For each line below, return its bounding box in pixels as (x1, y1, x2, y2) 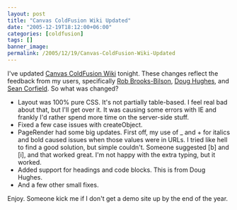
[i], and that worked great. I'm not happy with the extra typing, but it (17, 150, 216, 159)
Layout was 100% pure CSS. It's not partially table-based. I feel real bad (17, 98, 228, 106)
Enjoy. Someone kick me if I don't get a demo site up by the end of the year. (7, 194, 229, 202)
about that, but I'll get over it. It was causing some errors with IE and (17, 105, 217, 114)
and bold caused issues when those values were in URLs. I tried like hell (17, 135, 228, 144)
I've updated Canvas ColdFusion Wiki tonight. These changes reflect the (7, 69, 219, 78)
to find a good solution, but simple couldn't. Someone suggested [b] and (17, 143, 230, 151)
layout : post (7, 10, 46, 18)
